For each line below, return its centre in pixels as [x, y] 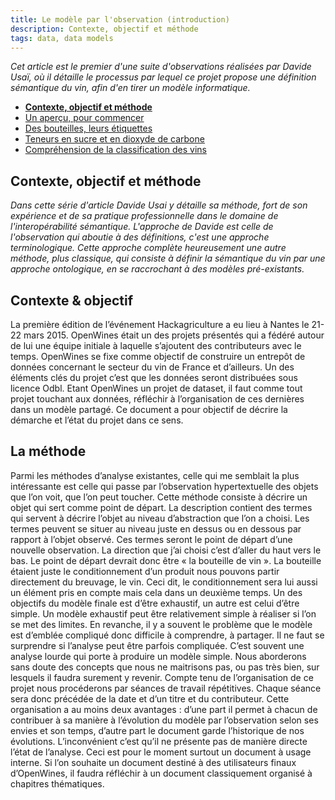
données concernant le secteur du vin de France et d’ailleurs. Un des [152, 367]
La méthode [48, 451]
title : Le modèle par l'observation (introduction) [120, 19]
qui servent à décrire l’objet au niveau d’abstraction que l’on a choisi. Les [160, 518]
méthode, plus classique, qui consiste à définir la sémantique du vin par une [168, 258]
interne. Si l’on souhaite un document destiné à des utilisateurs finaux [153, 762]
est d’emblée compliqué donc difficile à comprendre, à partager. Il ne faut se [167, 635]
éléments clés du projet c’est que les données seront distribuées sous [154, 377]
